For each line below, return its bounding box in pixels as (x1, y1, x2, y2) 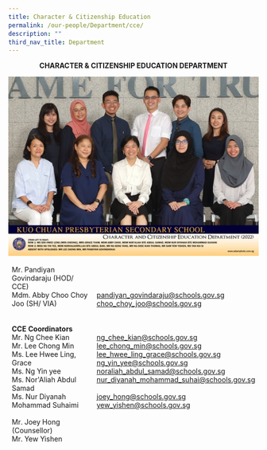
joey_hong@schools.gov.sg (96, 392, 187, 401)
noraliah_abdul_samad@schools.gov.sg (96, 366, 226, 376)
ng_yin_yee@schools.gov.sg (96, 358, 188, 368)
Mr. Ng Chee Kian (11, 333, 70, 342)
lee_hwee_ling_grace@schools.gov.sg (96, 350, 221, 359)
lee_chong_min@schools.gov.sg (96, 341, 202, 350)
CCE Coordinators (11, 324, 73, 334)
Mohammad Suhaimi (11, 401, 79, 410)
